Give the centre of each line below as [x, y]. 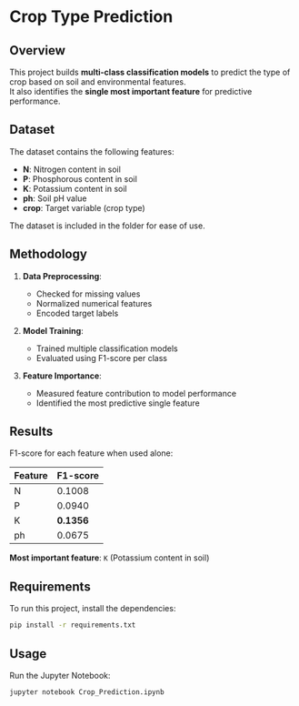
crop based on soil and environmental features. [98, 82]
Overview [38, 50]
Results [31, 432]
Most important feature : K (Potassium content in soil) [110, 558]
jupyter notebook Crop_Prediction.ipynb [87, 692]
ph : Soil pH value [55, 198]
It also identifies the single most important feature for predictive [131, 91]
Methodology [49, 254]
